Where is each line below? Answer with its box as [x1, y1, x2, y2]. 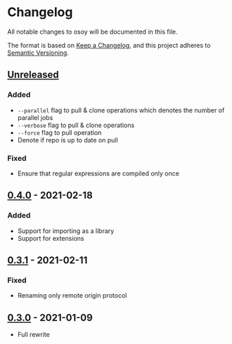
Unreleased [7, 69, 60, 81]
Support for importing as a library [17, 226, 115, 235]
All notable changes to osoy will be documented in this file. [7, 27, 178, 36]
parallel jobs [17, 113, 53, 121]
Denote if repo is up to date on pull [17, 135, 118, 144]
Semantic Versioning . [7, 48, 69, 57]
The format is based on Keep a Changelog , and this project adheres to [7, 41, 211, 49]
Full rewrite [17, 331, 51, 339]
